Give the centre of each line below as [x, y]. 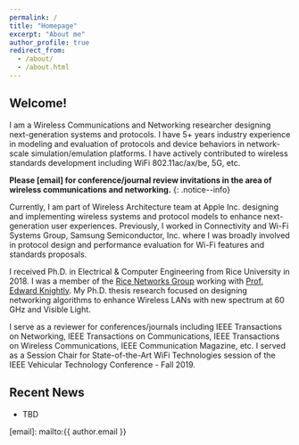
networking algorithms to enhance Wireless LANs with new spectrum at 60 [147, 300]
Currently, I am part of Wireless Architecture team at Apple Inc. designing [144, 207]
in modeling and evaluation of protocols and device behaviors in [127, 144]
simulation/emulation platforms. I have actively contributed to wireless [159, 153]
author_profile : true [50, 42]
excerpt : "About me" [48, 34]
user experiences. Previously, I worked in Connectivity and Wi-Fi [170, 226]
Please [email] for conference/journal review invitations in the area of [141, 180]
